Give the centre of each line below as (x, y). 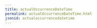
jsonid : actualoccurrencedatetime (40, 18)
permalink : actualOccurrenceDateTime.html (48, 14)
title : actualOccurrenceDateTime (39, 9)
